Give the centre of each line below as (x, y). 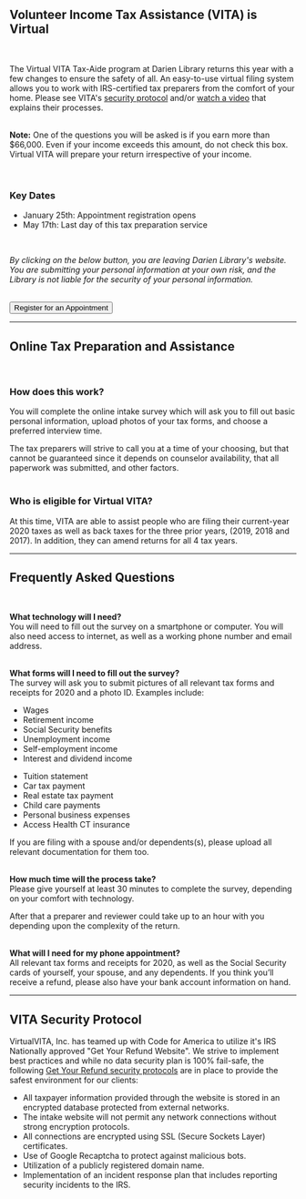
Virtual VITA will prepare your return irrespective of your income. (131, 154)
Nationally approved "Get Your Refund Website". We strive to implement (144, 1052)
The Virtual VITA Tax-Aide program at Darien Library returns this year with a (152, 68)
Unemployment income (66, 739)
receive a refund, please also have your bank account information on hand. (150, 982)
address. (26, 646)
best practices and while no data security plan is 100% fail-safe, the (137, 1061)
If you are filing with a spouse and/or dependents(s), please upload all (141, 842)
